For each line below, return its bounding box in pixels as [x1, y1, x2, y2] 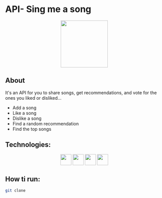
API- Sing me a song [5, 4, 92, 15]
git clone [5, 188, 26, 193]
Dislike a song [12, 115, 42, 121]
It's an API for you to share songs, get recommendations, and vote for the [5, 89, 157, 96]
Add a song [12, 104, 37, 111]
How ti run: [5, 174, 41, 183]
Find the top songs [12, 126, 52, 132]
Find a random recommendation [12, 120, 79, 126]
